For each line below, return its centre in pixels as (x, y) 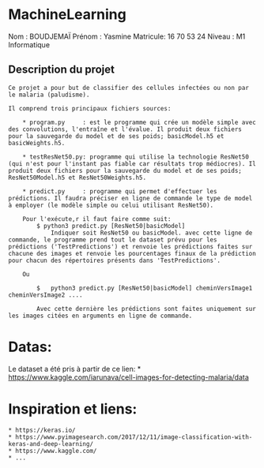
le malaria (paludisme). (49, 95)
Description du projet (62, 70)
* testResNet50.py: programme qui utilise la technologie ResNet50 (136, 157)
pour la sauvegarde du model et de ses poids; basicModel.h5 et (116, 136)
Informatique (29, 44)
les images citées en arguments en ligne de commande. (100, 316)
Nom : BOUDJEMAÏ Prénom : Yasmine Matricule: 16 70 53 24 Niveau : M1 (127, 36)
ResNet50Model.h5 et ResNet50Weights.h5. (77, 178)
